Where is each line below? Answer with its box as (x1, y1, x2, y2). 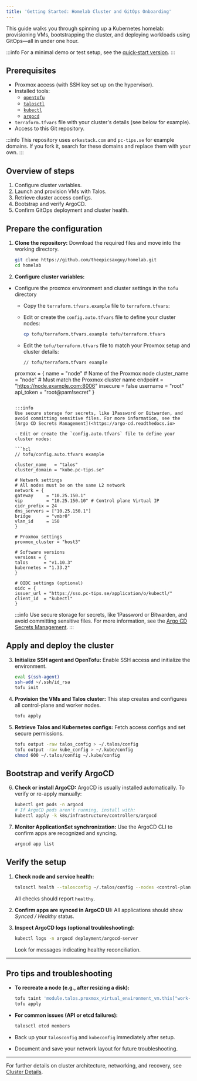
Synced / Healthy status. (14, 913, 74, 920)
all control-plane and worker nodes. (14, 701, 101, 709)
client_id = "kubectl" (14, 596, 73, 601)
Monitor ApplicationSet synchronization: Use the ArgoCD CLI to (14, 823, 173, 830)
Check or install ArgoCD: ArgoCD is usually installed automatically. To (14, 784, 185, 791)
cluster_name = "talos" (14, 461, 78, 468)
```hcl (14, 446, 31, 452)
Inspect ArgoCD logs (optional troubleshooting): (14, 924, 135, 931)
